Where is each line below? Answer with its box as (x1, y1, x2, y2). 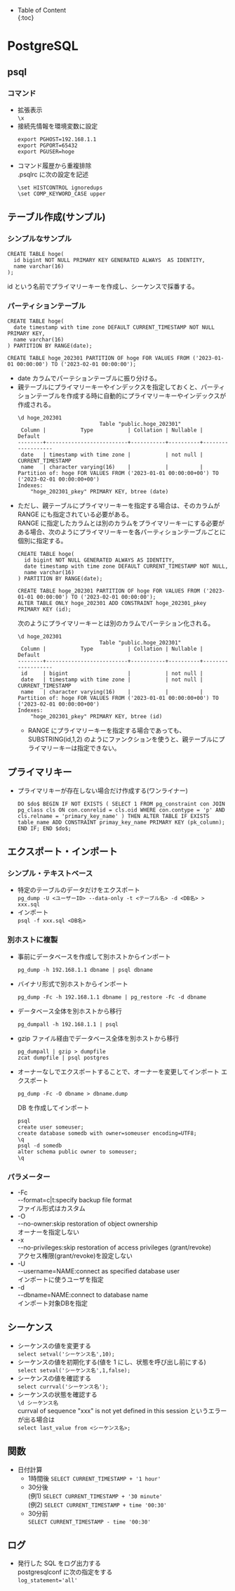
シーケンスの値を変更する (17, 1342, 92, 1350)
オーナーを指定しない (17, 1228, 79, 1236)
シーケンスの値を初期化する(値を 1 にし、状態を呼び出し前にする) (17, 1358, 207, 1366)
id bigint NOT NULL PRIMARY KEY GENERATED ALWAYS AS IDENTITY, (13, 256, 206, 264)
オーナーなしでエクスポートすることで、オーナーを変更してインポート (17, 1067, 220, 1076)
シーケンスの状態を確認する (17, 1390, 98, 1398)
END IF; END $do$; (17, 825, 72, 832)
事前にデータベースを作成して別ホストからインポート (17, 952, 171, 961)
